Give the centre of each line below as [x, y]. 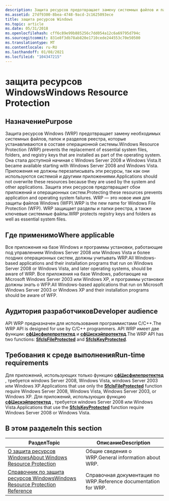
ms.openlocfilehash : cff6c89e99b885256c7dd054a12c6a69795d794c [73, 33]
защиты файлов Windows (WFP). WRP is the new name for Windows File [80, 203]
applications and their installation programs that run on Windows [86, 263]
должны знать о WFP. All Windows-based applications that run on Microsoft [84, 284]
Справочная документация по [122, 475]
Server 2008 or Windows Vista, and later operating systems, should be [79, 269]
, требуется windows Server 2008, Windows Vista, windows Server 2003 [82, 380]
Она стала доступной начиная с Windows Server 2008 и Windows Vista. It [83, 160]
